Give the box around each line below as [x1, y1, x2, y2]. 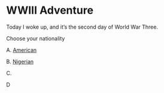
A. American [6, 46, 37, 54]
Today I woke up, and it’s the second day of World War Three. [6, 23, 159, 30]
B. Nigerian [6, 58, 34, 65]
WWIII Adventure [6, 4, 94, 17]
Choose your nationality [6, 35, 65, 42]
